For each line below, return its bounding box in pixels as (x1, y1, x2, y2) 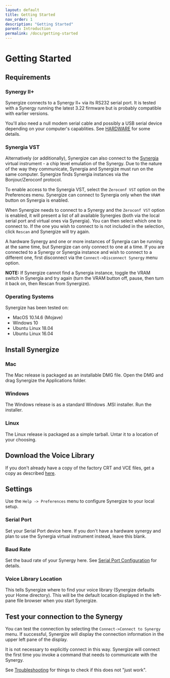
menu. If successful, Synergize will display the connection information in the (5, 631, 164, 637)
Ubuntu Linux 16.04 (12, 330, 54, 337)
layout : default (5, 7, 39, 13)
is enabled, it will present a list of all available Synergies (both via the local (5, 212, 160, 218)
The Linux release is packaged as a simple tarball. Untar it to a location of (5, 431, 158, 437)
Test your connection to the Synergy (5, 612, 123, 621)
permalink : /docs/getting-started (5, 31, 78, 36)
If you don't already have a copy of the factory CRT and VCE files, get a (5, 465, 154, 471)
